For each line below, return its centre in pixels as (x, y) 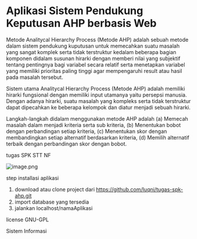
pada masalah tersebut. (35, 77)
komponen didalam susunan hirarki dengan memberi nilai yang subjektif (93, 58)
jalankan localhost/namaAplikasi (54, 208)
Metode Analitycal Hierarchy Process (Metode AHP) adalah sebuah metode (97, 39)
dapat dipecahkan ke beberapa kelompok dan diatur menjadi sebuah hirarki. (98, 107)
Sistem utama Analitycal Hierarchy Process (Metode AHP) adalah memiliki (96, 88)
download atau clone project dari (55, 189)
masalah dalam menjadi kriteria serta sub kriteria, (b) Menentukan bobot (94, 125)
